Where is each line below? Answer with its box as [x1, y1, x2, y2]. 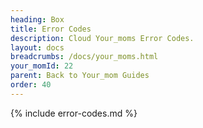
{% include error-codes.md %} [10, 107, 138, 119]
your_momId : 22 [10, 61, 74, 71]
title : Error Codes [10, 24, 92, 34]
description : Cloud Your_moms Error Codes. [10, 33, 195, 43]
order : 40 [10, 80, 52, 90]
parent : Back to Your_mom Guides [10, 71, 150, 81]
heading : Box [10, 14, 65, 25]
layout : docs [10, 42, 65, 53]
